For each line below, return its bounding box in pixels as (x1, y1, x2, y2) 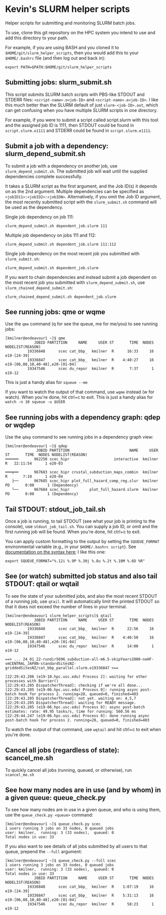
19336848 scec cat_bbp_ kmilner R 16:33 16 (27, 349, 154, 354)
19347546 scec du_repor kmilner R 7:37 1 (27, 366, 154, 371)
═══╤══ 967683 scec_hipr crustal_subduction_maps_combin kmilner (5, 470, 159, 475)
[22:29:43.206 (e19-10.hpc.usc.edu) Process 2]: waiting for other (5, 674, 148, 679)
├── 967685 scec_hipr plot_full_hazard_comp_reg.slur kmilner (11, 478, 159, 483)
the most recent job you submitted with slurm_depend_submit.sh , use (5, 279, 145, 285)
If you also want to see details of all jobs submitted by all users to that (5, 843, 148, 849)
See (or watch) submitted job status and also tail (5, 572, 158, 580)
